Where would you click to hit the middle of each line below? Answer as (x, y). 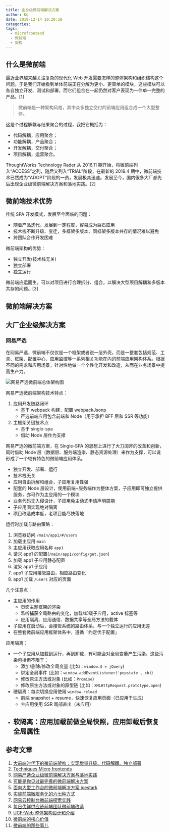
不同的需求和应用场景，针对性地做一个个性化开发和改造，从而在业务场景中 (83, 365)
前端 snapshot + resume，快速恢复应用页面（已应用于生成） (83, 698)
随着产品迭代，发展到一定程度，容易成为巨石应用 (64, 225)
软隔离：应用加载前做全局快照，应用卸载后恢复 (86, 722)
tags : (11, 29)
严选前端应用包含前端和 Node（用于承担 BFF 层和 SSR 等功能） (86, 416)
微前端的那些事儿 (31, 825)
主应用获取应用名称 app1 (38, 548)
